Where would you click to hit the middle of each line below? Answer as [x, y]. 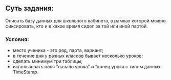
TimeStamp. [26, 72]
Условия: [17, 39]
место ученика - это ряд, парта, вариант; [58, 50]
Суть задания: [30, 8]
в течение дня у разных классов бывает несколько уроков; [78, 56]
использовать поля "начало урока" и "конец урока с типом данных [87, 67]
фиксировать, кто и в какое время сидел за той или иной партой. [77, 26]
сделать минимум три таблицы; [48, 61]
